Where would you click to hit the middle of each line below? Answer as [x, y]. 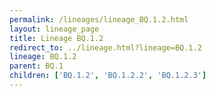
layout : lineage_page [54, 29]
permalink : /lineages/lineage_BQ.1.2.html [99, 19]
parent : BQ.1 [36, 66]
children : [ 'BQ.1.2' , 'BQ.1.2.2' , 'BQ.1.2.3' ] [108, 76]
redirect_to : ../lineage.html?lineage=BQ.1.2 [105, 47]
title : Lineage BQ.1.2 [56, 38]
